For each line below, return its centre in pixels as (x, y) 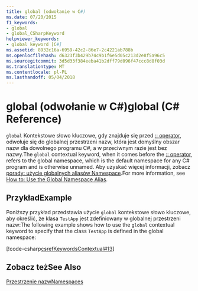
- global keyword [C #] (34, 45)
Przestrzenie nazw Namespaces (45, 282)
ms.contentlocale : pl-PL (37, 72)
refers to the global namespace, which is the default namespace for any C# (98, 161)
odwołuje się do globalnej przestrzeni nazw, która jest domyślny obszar (93, 142)
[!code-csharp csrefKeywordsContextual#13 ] (60, 249)
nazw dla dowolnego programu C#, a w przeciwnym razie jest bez (87, 148)
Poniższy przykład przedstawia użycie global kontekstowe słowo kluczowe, (98, 212)
